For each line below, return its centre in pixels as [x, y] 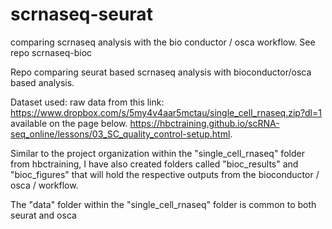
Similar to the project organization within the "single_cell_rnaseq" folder [157, 153]
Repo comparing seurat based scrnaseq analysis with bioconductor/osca [161, 72]
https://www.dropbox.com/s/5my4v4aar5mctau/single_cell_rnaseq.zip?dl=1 [166, 112]
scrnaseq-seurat [81, 14]
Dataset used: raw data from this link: [87, 102]
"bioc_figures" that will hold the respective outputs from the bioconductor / [165, 174]
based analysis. [42, 82]
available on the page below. [69, 123]
